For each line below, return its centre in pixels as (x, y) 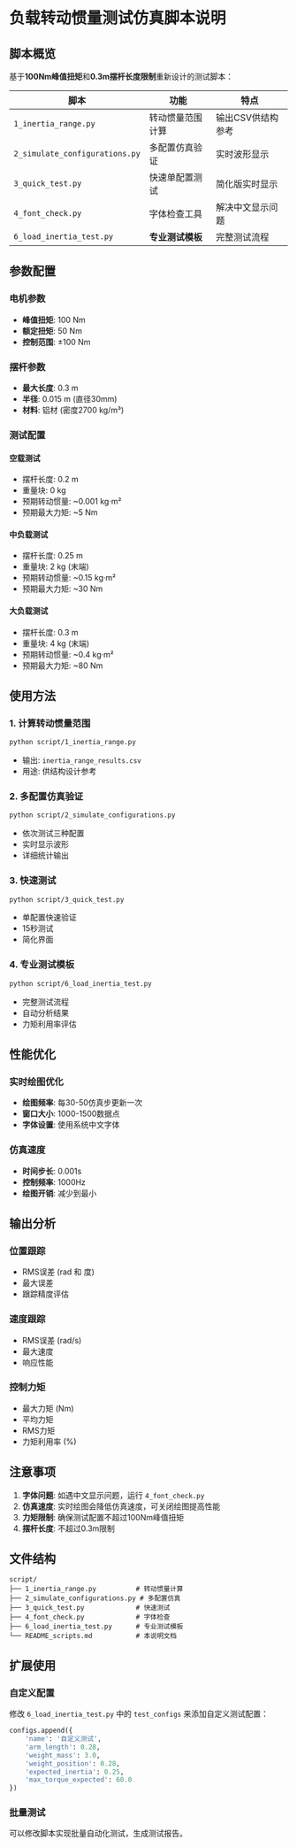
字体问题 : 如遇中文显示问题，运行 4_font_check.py (113, 1495)
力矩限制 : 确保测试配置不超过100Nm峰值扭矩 (103, 1517)
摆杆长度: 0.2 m (50, 480)
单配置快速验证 (49, 918)
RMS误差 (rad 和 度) (58, 1272)
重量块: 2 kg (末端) (56, 566)
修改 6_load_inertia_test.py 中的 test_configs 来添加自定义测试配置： (139, 1714)
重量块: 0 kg (44, 490)
